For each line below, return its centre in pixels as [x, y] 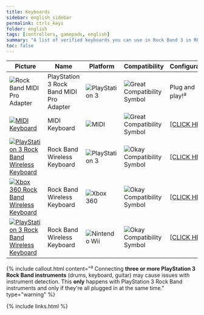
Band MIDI [63, 92]
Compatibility [144, 66]
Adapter [59, 107]
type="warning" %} [31, 294]
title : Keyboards [28, 12]
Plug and [182, 87]
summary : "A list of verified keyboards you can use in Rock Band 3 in [99, 40]
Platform [102, 66]
